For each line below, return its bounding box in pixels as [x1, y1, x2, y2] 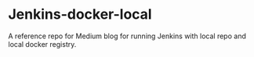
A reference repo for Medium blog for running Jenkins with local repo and [8, 31, 247, 41]
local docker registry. [8, 39, 77, 48]
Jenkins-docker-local [8, 5, 152, 23]
